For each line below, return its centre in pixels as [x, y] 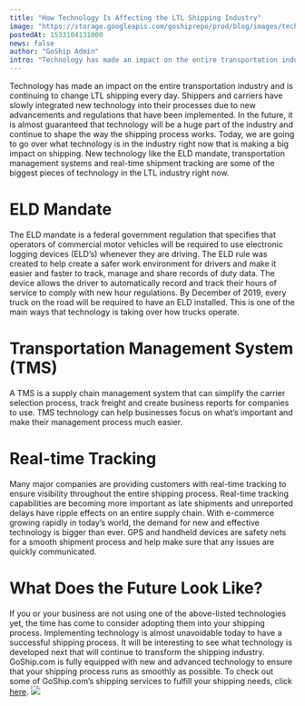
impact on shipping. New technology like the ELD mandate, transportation [148, 154]
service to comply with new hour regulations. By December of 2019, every [148, 293]
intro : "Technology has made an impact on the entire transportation [144, 60]
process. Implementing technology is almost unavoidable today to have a [146, 632]
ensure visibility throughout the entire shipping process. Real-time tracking [149, 493]
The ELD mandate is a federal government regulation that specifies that [143, 234]
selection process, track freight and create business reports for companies [149, 403]
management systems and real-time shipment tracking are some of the [142, 163]
